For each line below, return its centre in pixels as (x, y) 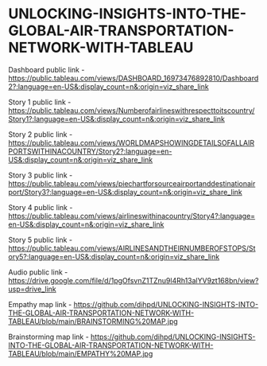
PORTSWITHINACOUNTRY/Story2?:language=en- (90, 151)
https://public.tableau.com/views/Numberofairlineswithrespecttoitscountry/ (132, 110)
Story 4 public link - (41, 207)
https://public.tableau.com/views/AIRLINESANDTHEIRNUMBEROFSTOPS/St (132, 248)
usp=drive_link (33, 289)
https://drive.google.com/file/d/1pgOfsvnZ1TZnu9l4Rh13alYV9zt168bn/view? (133, 280)
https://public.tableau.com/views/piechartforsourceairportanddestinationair (132, 183)
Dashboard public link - (46, 69)
